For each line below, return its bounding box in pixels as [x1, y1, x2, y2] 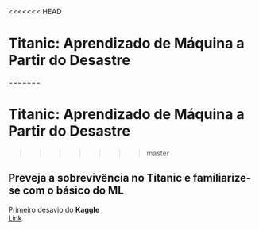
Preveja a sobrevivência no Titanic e [8, 171, 191, 185]
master [146, 148, 169, 158]
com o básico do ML [22, 184, 125, 197]
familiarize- [193, 171, 252, 185]
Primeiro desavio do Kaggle [8, 205, 100, 214]
